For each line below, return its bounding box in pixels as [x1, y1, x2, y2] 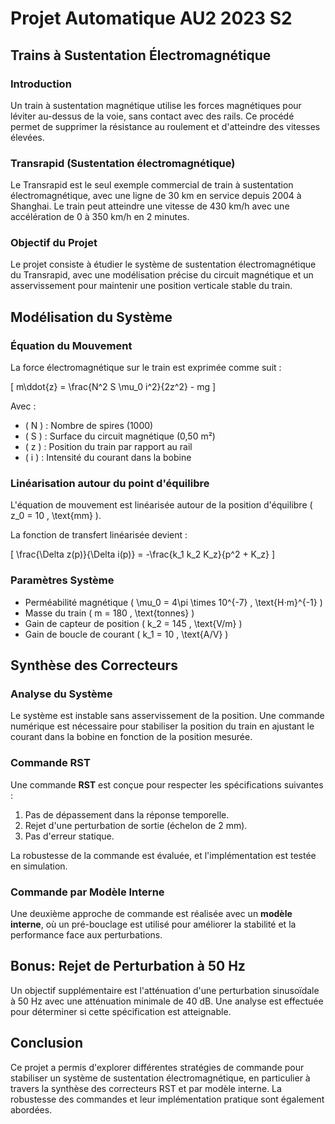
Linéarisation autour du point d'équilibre [10, 477, 210, 491]
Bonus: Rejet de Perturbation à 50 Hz [10, 958, 246, 975]
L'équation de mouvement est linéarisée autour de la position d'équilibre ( [10, 499, 313, 511]
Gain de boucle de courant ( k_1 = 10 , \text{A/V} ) [24, 628, 229, 640]
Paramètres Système [10, 573, 115, 587]
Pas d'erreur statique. [24, 830, 115, 842]
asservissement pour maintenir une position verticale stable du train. [10, 280, 293, 292]
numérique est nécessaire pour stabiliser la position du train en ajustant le [10, 720, 315, 732]
